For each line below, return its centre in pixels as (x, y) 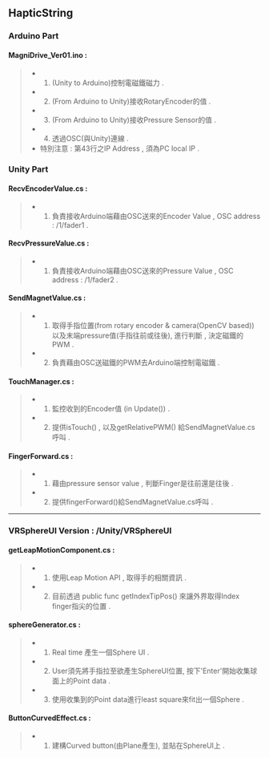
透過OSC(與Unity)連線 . (90, 138)
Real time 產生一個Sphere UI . (100, 652)
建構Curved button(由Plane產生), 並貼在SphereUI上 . (139, 745)
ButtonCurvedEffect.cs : (50, 718)
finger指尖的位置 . (81, 606)
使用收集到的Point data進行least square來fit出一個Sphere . (148, 699)
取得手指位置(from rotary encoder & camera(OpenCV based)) (153, 326)
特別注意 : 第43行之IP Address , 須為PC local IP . (120, 148)
